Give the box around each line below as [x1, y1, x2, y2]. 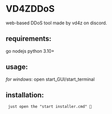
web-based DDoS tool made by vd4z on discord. [6, 20, 107, 26]
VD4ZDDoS [6, 3, 55, 15]
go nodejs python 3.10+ [6, 48, 54, 54]
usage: [6, 63, 28, 71]
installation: [6, 91, 44, 99]
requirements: [6, 34, 52, 43]
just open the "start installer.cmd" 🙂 [8, 104, 92, 109]
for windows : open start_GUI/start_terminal [6, 76, 95, 82]
